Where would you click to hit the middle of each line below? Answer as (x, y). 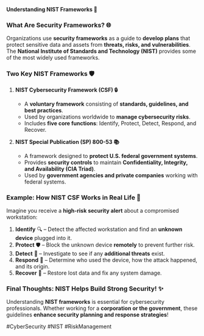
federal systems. (45, 182)
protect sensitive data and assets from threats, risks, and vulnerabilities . (98, 45)
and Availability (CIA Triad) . (60, 169)
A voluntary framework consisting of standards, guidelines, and (106, 104)
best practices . (44, 110)
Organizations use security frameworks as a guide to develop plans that (98, 38)
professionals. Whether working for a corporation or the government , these (102, 308)
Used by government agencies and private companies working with (111, 175)
